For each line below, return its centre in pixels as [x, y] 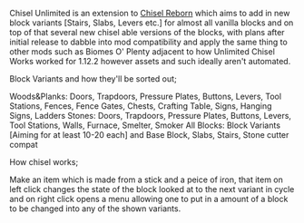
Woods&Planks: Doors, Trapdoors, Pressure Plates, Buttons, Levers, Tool [146, 96]
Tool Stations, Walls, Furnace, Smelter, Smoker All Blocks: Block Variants [145, 125]
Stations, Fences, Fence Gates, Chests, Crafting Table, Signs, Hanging [141, 106]
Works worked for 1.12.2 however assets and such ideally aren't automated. [150, 61]
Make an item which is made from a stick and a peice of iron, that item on [147, 179]
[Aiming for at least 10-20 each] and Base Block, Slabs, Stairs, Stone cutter [149, 135]
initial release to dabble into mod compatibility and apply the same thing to [148, 42]
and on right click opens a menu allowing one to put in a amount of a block [149, 199]
